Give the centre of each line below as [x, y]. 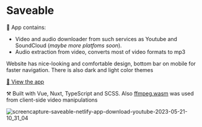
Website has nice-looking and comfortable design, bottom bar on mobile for [101, 63]
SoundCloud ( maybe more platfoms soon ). [69, 45]
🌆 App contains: [26, 27]
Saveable [30, 11]
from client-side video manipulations [52, 100]
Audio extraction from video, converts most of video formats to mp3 [100, 51]
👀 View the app [25, 82]
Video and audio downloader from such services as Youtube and [96, 39]
